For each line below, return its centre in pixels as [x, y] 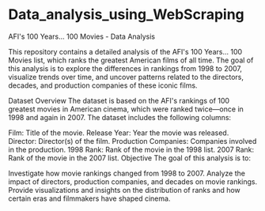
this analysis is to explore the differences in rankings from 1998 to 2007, [125, 68]
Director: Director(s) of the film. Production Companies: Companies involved [132, 141]
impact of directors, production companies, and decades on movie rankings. [133, 181]
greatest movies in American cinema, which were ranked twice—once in [126, 109]
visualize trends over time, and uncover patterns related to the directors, [126, 77]
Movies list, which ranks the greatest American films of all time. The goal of [131, 60]
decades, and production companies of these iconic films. [103, 85]
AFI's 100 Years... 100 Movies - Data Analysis [82, 36]
